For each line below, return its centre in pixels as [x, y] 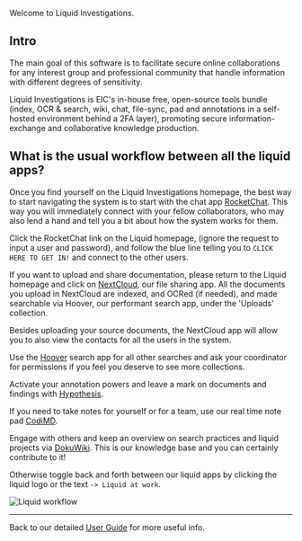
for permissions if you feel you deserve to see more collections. [127, 367]
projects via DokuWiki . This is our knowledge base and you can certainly [144, 448]
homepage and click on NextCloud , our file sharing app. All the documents [147, 284]
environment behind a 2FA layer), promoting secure [132, 118]
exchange [28, 128]
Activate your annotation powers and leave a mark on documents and [138, 384]
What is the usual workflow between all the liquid [150, 156]
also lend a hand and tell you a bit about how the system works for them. [144, 220]
